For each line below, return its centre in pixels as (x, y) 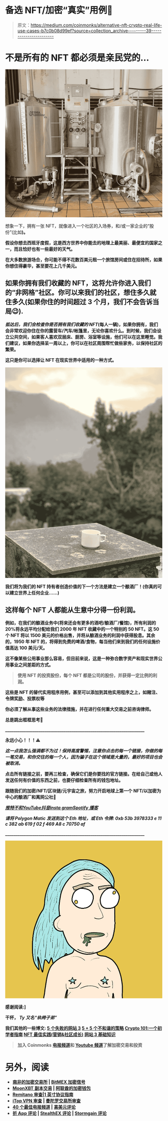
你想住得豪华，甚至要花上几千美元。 (42, 266)
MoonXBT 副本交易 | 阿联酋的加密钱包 (52, 1088)
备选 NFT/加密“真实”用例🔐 (59, 10)
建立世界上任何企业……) (34, 593)
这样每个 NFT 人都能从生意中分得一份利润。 (72, 610)
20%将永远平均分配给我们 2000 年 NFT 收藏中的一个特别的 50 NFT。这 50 (82, 629)
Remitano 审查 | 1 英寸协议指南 (43, 1094)
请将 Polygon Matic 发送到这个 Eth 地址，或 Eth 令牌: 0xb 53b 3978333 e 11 (84, 818)
